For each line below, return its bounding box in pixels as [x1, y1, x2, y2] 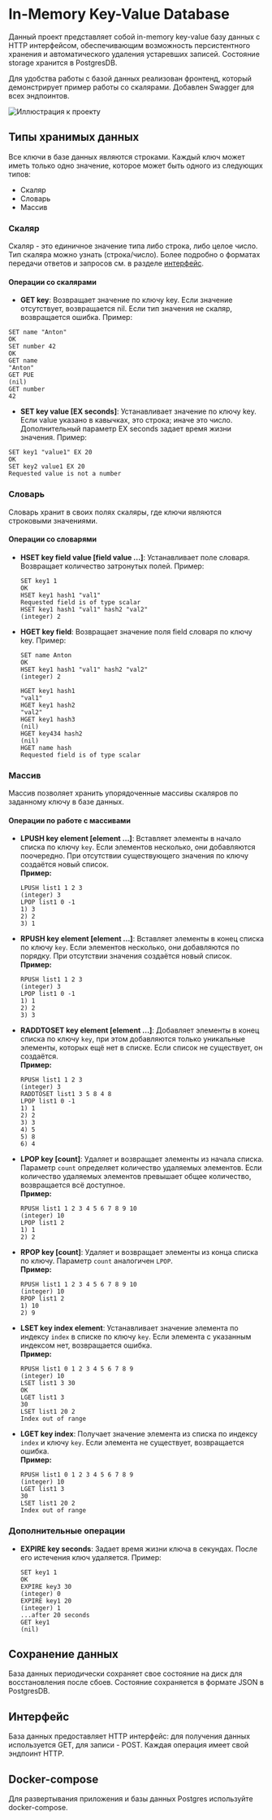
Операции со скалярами [8, 277, 97, 287]
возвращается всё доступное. [19, 1180, 126, 1190]
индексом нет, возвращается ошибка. [19, 1340, 153, 1350]
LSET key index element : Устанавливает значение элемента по [19, 1323, 239, 1333]
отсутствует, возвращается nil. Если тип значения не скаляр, [19, 304, 233, 314]
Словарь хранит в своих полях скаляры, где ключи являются [8, 507, 222, 517]
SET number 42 [8, 343, 57, 351]
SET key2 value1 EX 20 [8, 463, 85, 471]
